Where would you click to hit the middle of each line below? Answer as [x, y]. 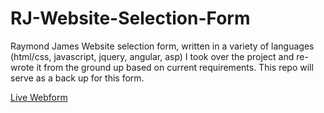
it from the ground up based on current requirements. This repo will [175, 67]
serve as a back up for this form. [77, 78]
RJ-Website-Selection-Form [130, 18]
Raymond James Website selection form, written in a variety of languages [162, 46]
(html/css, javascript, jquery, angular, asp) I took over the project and [152, 56]
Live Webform [39, 97]
